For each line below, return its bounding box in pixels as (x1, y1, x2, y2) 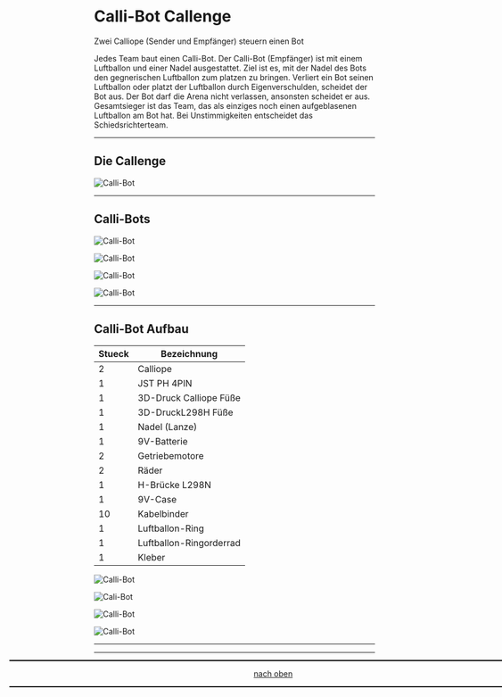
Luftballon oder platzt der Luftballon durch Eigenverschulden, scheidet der (94, 81, 368, 92)
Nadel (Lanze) (137, 421, 198, 434)
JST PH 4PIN (137, 378, 193, 390)
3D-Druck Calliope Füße (137, 392, 241, 404)
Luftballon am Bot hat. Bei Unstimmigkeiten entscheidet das (94, 110, 314, 120)
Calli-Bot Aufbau (94, 321, 189, 336)
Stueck (98, 348, 129, 361)
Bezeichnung (160, 348, 218, 361)
